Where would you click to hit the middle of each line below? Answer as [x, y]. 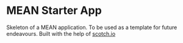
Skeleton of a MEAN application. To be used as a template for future [92, 27]
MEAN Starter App [54, 11]
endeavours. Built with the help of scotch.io [61, 33]
